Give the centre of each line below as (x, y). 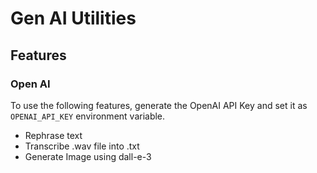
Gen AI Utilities (73, 18)
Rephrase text (53, 135)
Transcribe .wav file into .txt (82, 146)
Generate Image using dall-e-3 (88, 156)
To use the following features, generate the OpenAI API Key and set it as (159, 105)
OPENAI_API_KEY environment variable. (88, 116)
